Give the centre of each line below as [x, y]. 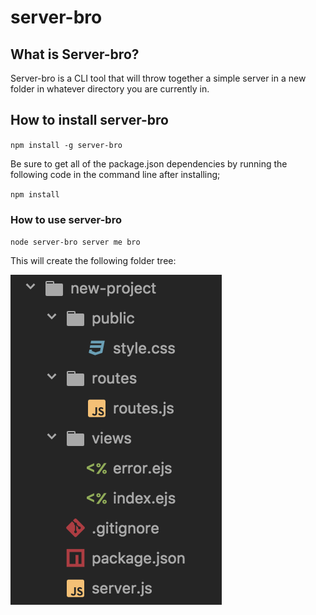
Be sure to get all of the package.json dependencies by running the [149, 163]
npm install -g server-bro [66, 145]
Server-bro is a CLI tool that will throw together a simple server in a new [158, 78]
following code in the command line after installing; [115, 174]
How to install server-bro [89, 120]
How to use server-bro [66, 219]
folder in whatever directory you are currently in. [110, 89]
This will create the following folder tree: [93, 261]
